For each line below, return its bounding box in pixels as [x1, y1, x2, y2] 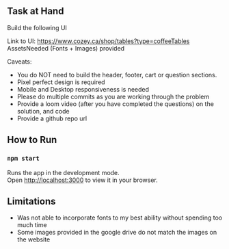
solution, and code [16, 107, 70, 115]
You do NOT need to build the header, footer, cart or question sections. [16, 70, 217, 79]
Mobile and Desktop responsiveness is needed [16, 85, 149, 93]
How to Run [7, 134, 57, 146]
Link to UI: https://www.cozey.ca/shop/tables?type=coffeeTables [7, 37, 190, 45]
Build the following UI [7, 23, 67, 31]
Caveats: [7, 57, 32, 66]
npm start [7, 155, 40, 163]
